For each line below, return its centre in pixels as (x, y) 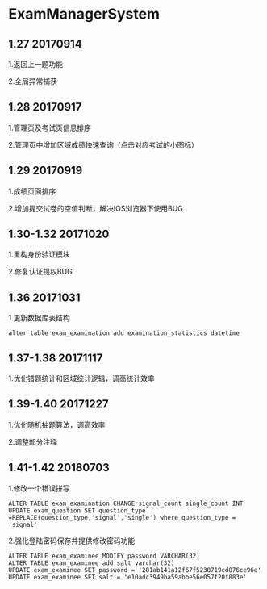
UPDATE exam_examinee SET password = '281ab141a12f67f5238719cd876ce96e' (135, 570)
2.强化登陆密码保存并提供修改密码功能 (72, 541)
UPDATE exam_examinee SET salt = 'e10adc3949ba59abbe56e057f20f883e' (128, 577)
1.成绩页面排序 (32, 191)
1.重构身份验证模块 (39, 254)
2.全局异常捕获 (33, 81)
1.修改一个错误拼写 (39, 488)
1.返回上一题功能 (35, 64)
